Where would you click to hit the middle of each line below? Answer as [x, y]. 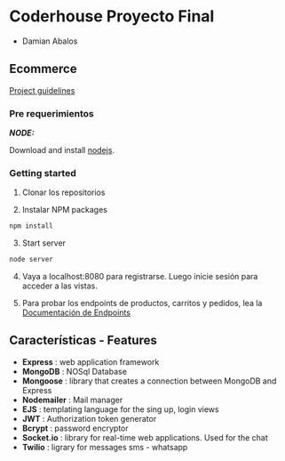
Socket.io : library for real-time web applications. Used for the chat [145, 437]
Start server [44, 243]
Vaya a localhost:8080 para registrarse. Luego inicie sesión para [140, 277]
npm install [31, 226]
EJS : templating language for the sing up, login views [120, 409]
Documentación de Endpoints [76, 312]
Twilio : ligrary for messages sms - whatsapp [105, 447]
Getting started [43, 173]
